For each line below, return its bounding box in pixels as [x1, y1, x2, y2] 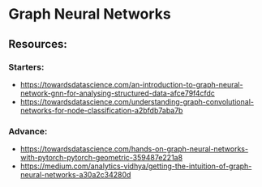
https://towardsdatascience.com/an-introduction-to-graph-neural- [19, 79, 243, 89]
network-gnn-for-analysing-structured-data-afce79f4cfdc [19, 88, 215, 98]
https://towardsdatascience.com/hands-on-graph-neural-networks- [19, 144, 249, 154]
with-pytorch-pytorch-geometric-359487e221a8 [19, 153, 183, 163]
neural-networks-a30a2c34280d [19, 170, 131, 180]
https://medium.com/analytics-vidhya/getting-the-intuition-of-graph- [19, 161, 252, 171]
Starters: [8, 62, 45, 73]
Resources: [8, 37, 67, 51]
